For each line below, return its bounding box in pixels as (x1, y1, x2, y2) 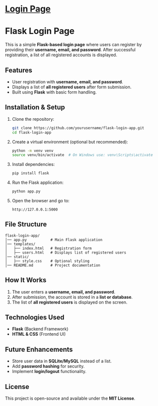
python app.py (12, 189, 41, 194)
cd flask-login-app (12, 130, 52, 135)
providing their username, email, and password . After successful (5, 47, 136, 53)
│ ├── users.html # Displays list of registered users (5, 250, 127, 255)
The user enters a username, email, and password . (12, 289, 115, 294)
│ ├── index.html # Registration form (5, 246, 92, 251)
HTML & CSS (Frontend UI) (12, 331, 66, 337)
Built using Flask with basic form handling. (12, 89, 97, 95)
